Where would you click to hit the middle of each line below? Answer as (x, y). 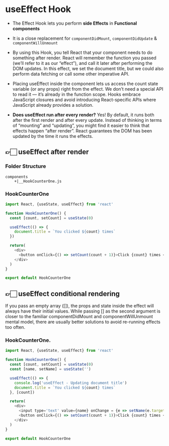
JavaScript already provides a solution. (53, 105)
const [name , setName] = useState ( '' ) (51, 369)
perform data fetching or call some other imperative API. (71, 73)
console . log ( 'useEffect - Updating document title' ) (71, 383)
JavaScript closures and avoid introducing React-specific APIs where (84, 100)
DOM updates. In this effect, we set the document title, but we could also (88, 68)
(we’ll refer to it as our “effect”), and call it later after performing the (82, 63)
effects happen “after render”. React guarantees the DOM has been (82, 131)
